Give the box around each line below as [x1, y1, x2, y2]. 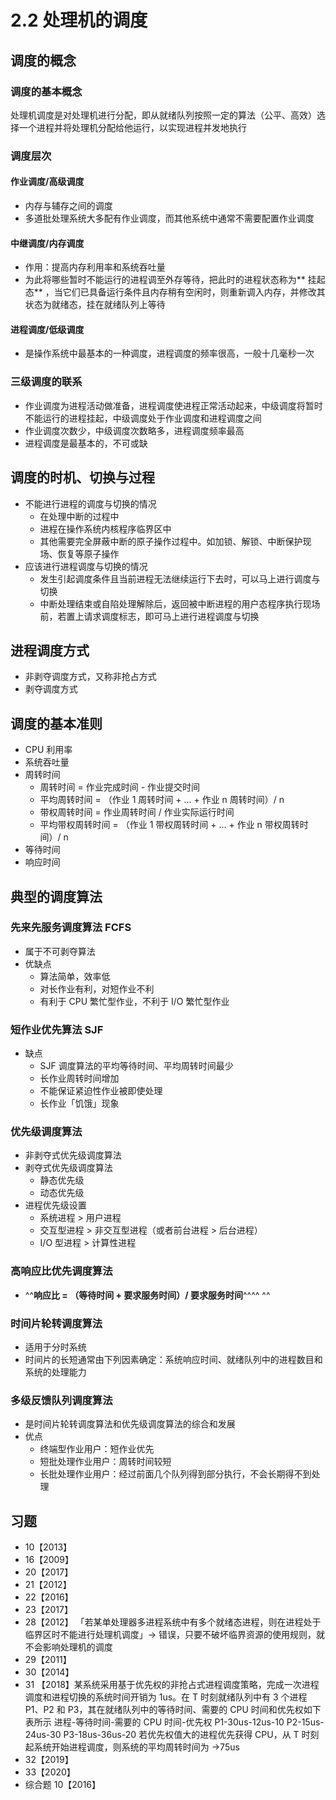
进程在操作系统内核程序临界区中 [39, 522, 172, 535]
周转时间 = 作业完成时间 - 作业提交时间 [39, 781, 201, 793]
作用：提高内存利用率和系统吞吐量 [24, 261, 166, 273]
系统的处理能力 [24, 1366, 87, 1378]
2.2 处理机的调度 [10, 9, 148, 32]
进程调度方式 [10, 642, 90, 659]
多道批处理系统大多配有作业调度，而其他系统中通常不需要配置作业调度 [24, 212, 315, 224]
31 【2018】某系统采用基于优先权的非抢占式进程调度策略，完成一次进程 [24, 1679, 320, 1691]
